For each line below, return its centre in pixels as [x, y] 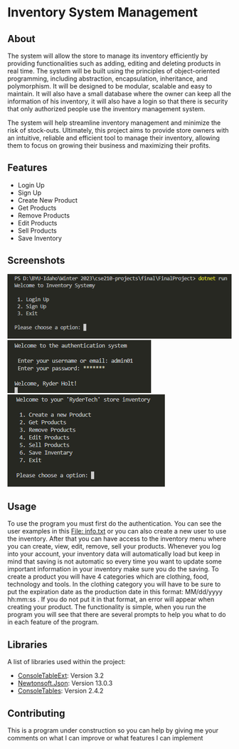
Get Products [37, 208]
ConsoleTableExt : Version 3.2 [61, 676]
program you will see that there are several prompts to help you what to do [117, 615]
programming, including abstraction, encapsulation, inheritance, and [107, 78]
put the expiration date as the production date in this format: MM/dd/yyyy [115, 592]
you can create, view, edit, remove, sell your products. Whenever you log [115, 546]
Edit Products [37, 223]
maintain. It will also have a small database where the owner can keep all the [119, 94]
